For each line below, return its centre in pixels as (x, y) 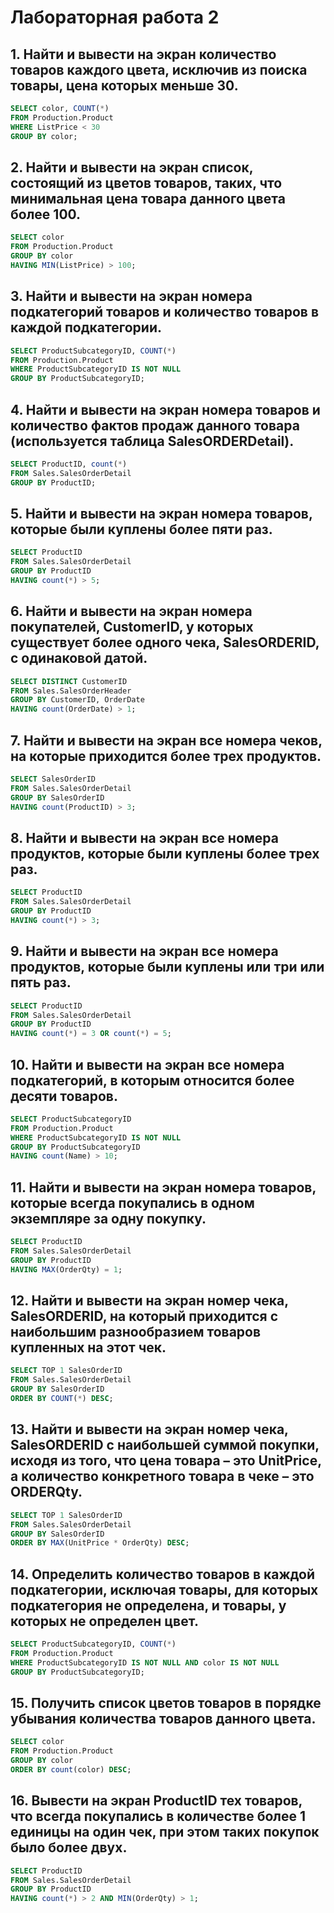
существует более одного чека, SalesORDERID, (165, 642)
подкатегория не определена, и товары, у (148, 1605)
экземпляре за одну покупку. (108, 1218)
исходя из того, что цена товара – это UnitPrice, (166, 1461)
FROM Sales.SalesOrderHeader (71, 691)
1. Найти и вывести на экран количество (143, 54)
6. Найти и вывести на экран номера (131, 611)
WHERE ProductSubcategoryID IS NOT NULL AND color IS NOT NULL (145, 1662)
